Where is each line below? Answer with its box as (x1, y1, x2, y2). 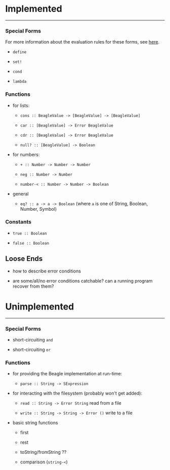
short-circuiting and (12, 336, 53, 342)
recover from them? (12, 283, 54, 289)
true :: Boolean (12, 231, 47, 236)
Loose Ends (5, 254, 43, 263)
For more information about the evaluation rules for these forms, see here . (5, 39, 160, 45)
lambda (12, 79, 27, 84)
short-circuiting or (12, 346, 51, 352)
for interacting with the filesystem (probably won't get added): (12, 390, 143, 397)
